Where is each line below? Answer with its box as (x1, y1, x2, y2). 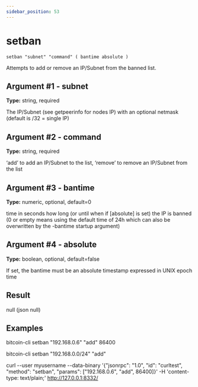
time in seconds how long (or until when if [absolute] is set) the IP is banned (6, 210, 192, 217)
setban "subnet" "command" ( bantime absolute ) (6, 54, 129, 60)
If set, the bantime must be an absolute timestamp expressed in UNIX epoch (6, 267, 193, 274)
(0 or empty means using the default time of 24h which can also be (6, 216, 171, 223)
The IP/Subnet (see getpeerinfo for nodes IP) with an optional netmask (6, 108, 179, 116)
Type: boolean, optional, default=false (6, 255, 100, 263)
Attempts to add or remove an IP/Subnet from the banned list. (6, 64, 157, 71)
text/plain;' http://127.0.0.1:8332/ (20, 375, 99, 382)
